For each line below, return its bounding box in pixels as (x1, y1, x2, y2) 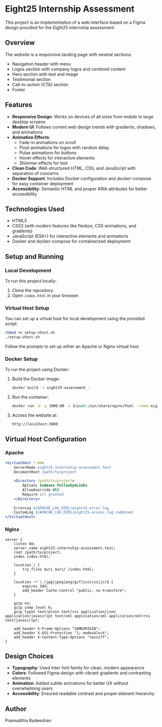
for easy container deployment (12, 180, 74, 186)
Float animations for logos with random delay (19, 145, 110, 150)
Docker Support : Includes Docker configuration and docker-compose (12, 176, 151, 181)
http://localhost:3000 (12, 422, 58, 427)
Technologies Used (5, 205, 64, 213)
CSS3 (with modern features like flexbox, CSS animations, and (12, 223, 136, 229)
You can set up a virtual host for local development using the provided (5, 316, 145, 322)
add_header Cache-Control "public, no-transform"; (22, 588, 127, 593)
